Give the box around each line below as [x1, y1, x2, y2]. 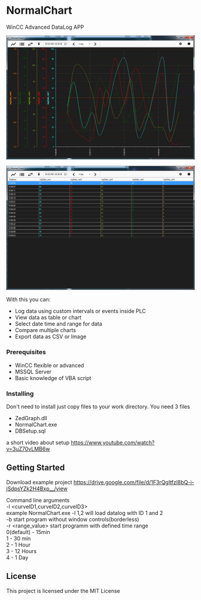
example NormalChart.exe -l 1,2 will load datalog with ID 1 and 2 [6, 509, 163, 516]
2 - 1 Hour [6, 541, 31, 548]
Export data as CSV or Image [14, 333, 87, 340]
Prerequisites [6, 348, 46, 357]
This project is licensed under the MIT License [6, 587, 121, 594]
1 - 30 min [6, 535, 31, 542]
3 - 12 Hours [6, 547, 37, 554]
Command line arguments [6, 496, 70, 503]
